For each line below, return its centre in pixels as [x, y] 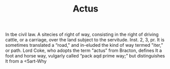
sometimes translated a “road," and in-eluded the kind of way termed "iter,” [84, 45]
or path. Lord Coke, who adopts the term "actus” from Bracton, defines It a [83, 50]
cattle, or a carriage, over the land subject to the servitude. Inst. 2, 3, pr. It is [85, 40]
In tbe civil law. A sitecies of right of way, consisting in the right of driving [82, 34]
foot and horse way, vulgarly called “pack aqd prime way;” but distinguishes [85, 56]
